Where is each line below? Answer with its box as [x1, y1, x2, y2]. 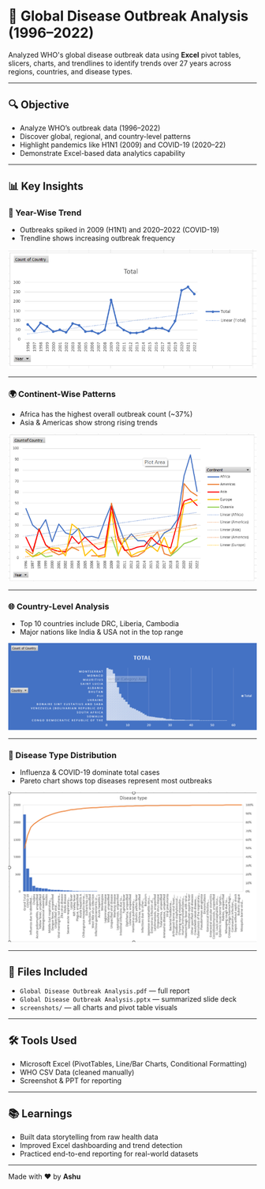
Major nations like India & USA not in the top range [19, 627, 184, 636]
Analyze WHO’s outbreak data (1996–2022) [19, 123, 161, 133]
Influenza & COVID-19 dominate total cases [19, 768, 160, 777]
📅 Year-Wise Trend [8, 207, 82, 218]
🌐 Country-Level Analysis [8, 601, 110, 612]
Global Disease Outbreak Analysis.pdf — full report [19, 986, 190, 995]
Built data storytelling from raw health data [19, 1132, 159, 1142]
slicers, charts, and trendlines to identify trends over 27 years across [8, 59, 232, 68]
